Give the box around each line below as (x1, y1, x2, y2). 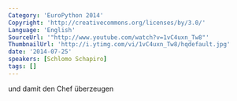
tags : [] (8, 63, 37, 70)
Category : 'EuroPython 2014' (8, 11, 104, 20)
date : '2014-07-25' (8, 48, 72, 56)
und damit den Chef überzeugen (8, 84, 114, 93)
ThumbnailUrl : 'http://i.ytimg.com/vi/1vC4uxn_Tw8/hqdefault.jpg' (8, 41, 231, 49)
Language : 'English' (8, 26, 76, 34)
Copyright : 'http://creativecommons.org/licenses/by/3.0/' (8, 19, 206, 27)
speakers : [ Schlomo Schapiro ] (8, 56, 108, 63)
